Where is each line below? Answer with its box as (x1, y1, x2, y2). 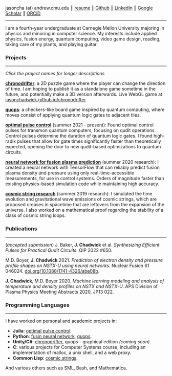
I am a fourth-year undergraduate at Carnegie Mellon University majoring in (5, 25, 165, 31)
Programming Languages (5, 301, 70, 308)
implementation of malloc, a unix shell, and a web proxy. (12, 349, 132, 356)
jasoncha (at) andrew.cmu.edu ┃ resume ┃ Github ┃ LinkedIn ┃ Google (5, 5, 153, 11)
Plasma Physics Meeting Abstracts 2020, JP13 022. (5, 289, 114, 295)
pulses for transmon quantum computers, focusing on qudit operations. (5, 127, 156, 134)
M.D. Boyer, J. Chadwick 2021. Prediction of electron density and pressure (5, 257, 163, 263)
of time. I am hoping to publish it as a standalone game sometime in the (5, 86, 156, 92)
